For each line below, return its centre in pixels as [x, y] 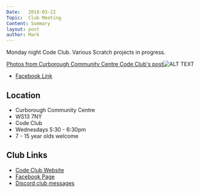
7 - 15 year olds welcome [47, 136]
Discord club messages [45, 183]
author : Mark [23, 35]
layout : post [23, 29]
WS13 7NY [28, 116]
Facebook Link [34, 76]
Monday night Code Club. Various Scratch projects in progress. [86, 52]
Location [24, 95]
